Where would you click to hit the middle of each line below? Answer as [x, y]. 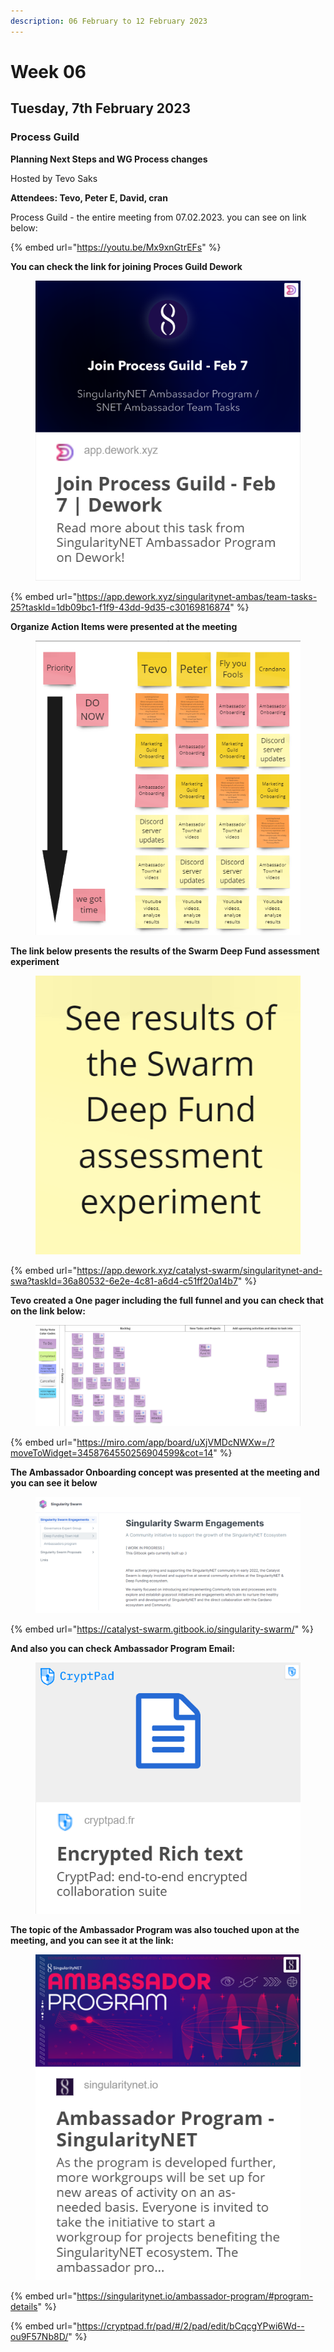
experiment [35, 961]
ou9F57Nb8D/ [39, 2337]
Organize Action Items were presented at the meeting [124, 626]
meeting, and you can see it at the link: [92, 1941]
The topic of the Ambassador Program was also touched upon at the [155, 1930]
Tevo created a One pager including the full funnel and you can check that [167, 1300]
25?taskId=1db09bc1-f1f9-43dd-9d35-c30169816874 [120, 607]
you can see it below [54, 1483]
